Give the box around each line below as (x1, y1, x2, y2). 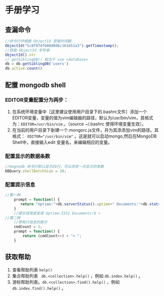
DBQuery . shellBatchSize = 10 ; (5, 168, 67, 174)
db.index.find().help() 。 (12, 285, 66, 291)
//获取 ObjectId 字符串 (5, 47, 50, 53)
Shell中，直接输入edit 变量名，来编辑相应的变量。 (12, 139, 112, 145)
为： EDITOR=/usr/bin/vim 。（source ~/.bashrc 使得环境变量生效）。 (12, 121, 146, 127)
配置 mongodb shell (5, 81, 66, 89)
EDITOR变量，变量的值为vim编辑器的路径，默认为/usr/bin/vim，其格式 (12, 114, 154, 120)
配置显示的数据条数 (5, 153, 50, 159)
